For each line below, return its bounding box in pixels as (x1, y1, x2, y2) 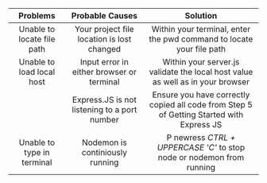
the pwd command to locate (149, 33, 253, 45)
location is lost (77, 33, 132, 45)
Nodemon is (82, 137, 127, 148)
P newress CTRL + (166, 132, 236, 142)
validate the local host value (149, 67, 253, 77)
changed (87, 44, 122, 54)
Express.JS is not (72, 95, 137, 105)
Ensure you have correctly (152, 89, 250, 100)
